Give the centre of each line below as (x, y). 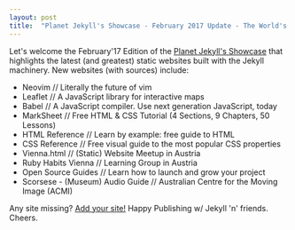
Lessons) (39, 124)
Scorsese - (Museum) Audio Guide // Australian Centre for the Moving (150, 181)
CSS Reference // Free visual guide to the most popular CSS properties (151, 144)
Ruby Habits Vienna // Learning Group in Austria (109, 163)
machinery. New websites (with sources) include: (99, 70)
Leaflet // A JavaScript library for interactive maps (113, 96)
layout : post (33, 17)
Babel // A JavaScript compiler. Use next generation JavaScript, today (149, 106)
